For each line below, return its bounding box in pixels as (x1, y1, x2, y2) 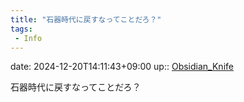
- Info (14, 33, 43, 43)
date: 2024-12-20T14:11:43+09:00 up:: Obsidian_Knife (10, 61, 234, 73)
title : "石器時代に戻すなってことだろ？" (10, 14, 162, 25)
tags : (10, 24, 33, 34)
